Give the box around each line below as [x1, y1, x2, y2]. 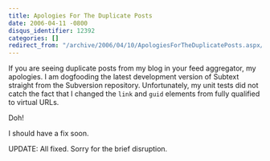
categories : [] [8, 34, 59, 42]
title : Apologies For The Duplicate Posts [8, 11, 153, 20]
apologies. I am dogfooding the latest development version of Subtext [8, 72, 239, 82]
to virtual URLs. [8, 98, 59, 107]
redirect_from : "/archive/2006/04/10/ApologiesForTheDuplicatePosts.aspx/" [8, 42, 268, 50]
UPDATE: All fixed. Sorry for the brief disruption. [8, 144, 168, 154]
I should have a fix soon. [8, 129, 90, 139]
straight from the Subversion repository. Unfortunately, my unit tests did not [8, 81, 259, 91]
